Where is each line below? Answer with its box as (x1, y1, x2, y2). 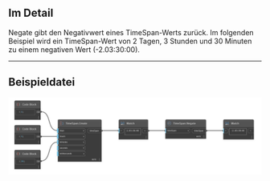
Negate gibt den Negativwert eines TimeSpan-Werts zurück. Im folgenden (8, 27, 255, 37)
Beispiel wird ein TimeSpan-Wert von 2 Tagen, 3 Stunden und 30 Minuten (8, 36, 252, 46)
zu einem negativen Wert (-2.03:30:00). (8, 44, 141, 54)
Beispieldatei (8, 75, 76, 89)
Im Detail (8, 6, 54, 20)
